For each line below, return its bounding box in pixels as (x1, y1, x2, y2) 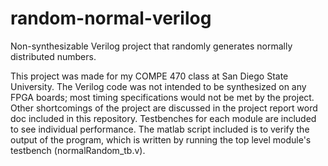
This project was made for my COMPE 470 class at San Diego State (10, 70, 289, 82)
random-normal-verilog (10, 7, 212, 30)
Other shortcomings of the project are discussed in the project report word (10, 102, 318, 114)
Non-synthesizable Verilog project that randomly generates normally (10, 40, 293, 52)
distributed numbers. (10, 50, 97, 62)
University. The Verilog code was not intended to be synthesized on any (10, 80, 307, 92)
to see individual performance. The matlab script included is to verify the (10, 123, 310, 135)
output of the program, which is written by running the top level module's (10, 133, 312, 146)
